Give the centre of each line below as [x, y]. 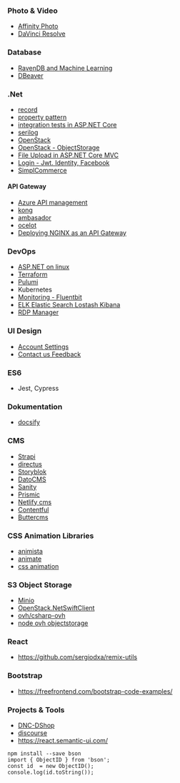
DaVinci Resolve [41, 34]
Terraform [32, 274]
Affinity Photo [38, 26]
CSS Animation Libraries [51, 536]
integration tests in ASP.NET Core [67, 124]
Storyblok [32, 472]
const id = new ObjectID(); [51, 767]
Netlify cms [35, 502]
